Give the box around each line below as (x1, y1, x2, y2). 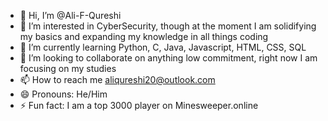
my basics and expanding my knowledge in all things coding (19, 31, 269, 42)
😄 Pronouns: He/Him (19, 88, 108, 100)
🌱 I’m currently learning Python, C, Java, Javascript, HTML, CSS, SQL (19, 41, 307, 53)
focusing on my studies (19, 63, 117, 74)
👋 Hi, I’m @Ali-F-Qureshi (19, 10, 122, 21)
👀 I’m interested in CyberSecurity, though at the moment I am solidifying (19, 20, 317, 32)
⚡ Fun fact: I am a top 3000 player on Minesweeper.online (19, 100, 259, 111)
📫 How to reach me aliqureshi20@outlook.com (19, 74, 216, 85)
